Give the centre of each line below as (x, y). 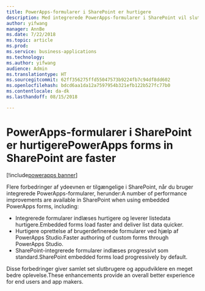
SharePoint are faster (61, 158)
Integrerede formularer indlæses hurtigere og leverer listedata (93, 218)
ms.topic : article (30, 40)
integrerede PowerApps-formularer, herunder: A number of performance (97, 193)
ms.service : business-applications (52, 52)
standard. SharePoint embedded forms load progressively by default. (101, 257)
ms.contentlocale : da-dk (38, 91)
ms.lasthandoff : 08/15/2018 (42, 97)
